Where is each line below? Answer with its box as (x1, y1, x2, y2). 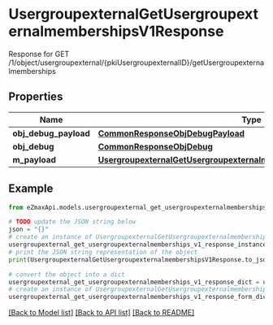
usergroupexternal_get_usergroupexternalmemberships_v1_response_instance (8, 240, 267, 249)
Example (8, 182, 54, 196)
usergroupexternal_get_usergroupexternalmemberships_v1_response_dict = (8, 278, 260, 286)
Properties (8, 90, 63, 104)
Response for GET (8, 49, 70, 58)
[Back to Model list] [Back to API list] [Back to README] (8, 308, 195, 318)
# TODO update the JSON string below (8, 218, 136, 226)
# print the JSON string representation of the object (8, 248, 198, 256)
